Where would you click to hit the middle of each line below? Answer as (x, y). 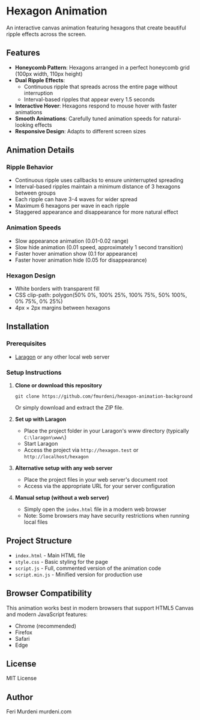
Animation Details (40, 150)
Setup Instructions (34, 372)
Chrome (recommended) (46, 626)
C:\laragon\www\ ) (45, 437)
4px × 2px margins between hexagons (62, 308)
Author (20, 697)
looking (24, 125)
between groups (35, 193)
